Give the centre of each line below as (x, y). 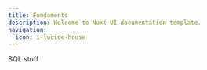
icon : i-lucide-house (51, 37)
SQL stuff (24, 59)
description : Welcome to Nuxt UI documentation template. (105, 23)
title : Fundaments (38, 15)
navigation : (27, 30)
